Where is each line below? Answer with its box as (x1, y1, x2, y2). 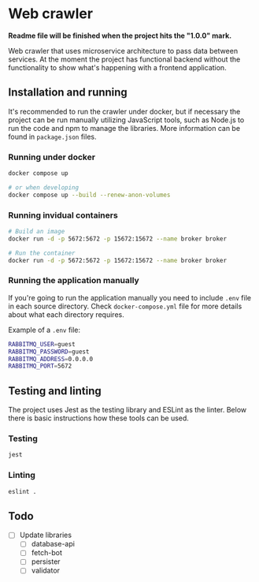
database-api (31, 539, 75, 549)
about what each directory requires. (8, 309, 124, 319)
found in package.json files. (8, 132, 97, 141)
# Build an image (8, 227, 65, 235)
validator (31, 565, 61, 576)
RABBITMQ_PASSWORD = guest (8, 348, 90, 356)
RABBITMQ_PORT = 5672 (8, 362, 72, 371)
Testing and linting (8, 384, 102, 397)
